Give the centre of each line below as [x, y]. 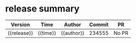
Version [20, 24]
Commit [99, 24]
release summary [42, 9]
